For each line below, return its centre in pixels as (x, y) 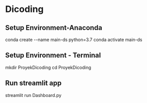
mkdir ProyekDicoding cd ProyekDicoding (48, 67)
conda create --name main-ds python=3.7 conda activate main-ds (74, 39)
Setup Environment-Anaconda (54, 28)
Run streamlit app (33, 83)
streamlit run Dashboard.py (33, 95)
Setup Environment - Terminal (53, 55)
